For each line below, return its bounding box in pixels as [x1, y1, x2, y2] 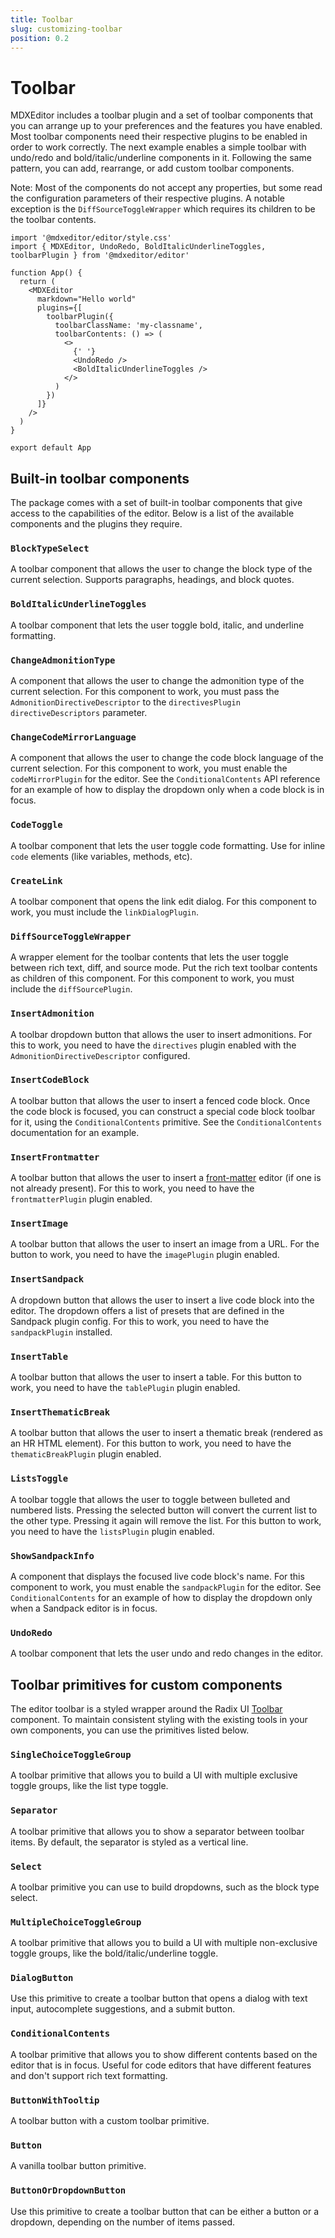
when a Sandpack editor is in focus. [10, 1602, 158, 1614]
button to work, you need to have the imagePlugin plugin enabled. [10, 1249, 280, 1261]
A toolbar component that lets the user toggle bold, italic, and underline [10, 619, 305, 631]
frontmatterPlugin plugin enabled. [10, 1193, 153, 1205]
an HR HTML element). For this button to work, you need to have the [10, 1437, 292, 1450]
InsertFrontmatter [10, 1151, 100, 1163]
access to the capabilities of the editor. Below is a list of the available [10, 507, 295, 520]
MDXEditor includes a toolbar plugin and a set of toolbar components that [10, 109, 314, 121]
